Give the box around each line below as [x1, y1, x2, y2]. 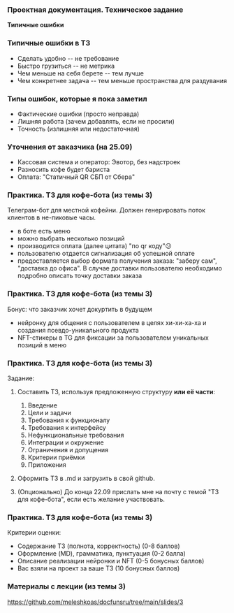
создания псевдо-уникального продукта [17, 326, 140, 334]
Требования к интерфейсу [27, 424, 106, 432]
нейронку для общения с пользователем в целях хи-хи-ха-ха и [17, 318, 207, 326]
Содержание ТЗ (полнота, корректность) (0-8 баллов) [17, 542, 180, 550]
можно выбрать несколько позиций [17, 234, 125, 243]
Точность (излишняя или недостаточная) [17, 124, 140, 133]
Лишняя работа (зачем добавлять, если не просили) [17, 117, 175, 125]
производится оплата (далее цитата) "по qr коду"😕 [17, 242, 173, 250]
